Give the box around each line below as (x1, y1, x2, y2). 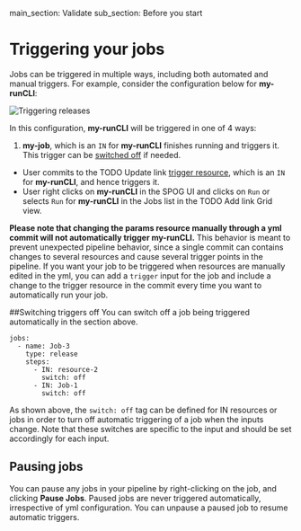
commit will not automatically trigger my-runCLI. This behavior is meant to (9, 232, 291, 243)
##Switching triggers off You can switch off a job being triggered (9, 306, 250, 317)
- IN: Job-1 (32, 381, 78, 390)
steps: (25, 357, 50, 367)
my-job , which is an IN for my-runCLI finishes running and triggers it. (22, 139, 280, 151)
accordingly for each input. (9, 433, 110, 444)
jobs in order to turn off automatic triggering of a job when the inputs (9, 413, 264, 425)
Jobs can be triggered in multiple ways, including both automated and (9, 68, 269, 79)
